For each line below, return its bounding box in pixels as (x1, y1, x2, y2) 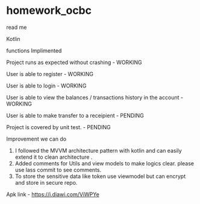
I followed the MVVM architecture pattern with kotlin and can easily (14, 147, 182, 154)
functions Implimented (6, 46, 62, 54)
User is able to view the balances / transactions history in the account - (6, 94, 184, 101)
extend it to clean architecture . (14, 153, 93, 161)
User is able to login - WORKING (6, 82, 87, 89)
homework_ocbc (6, 4, 92, 18)
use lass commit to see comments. (14, 166, 102, 173)
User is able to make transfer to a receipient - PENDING (6, 112, 145, 119)
